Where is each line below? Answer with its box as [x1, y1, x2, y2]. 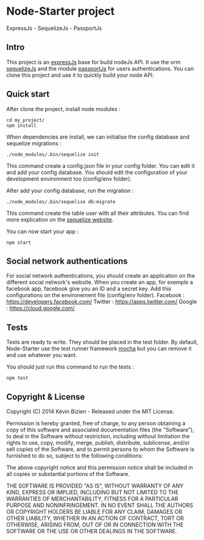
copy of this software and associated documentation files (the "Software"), [6, 426, 195, 433]
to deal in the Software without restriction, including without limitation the [6, 433, 190, 440]
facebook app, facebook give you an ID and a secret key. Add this [6, 285, 172, 292]
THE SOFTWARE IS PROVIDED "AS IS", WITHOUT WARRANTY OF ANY [6, 482, 184, 489]
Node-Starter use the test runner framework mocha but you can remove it [6, 345, 192, 352]
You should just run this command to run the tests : [6, 363, 135, 370]
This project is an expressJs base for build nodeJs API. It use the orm [6, 58, 181, 65]
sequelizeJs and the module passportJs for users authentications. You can [6, 65, 194, 72]
